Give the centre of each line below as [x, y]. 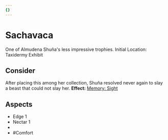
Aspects [19, 104]
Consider [20, 71]
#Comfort [23, 133]
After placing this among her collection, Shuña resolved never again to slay [84, 83]
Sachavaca [29, 35]
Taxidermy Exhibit [24, 54]
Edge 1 [20, 117]
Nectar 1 [21, 122]
